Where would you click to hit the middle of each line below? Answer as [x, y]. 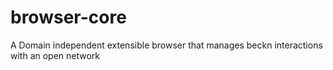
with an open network [55, 55]
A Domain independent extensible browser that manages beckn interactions [166, 45]
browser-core [68, 17]
